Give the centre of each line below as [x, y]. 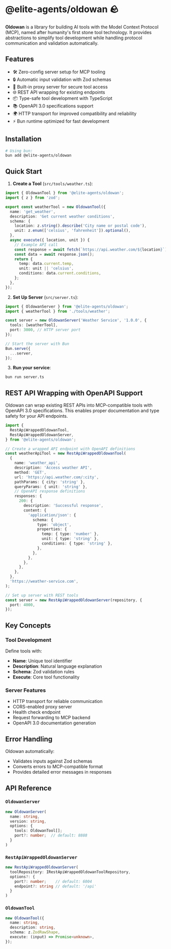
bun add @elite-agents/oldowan [38, 155]
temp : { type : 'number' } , [70, 534]
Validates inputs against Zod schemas [52, 761]
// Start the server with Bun [37, 344]
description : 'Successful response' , [63, 506]
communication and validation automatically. [52, 43]
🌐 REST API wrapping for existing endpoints [59, 92]
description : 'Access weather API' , [53, 468]
